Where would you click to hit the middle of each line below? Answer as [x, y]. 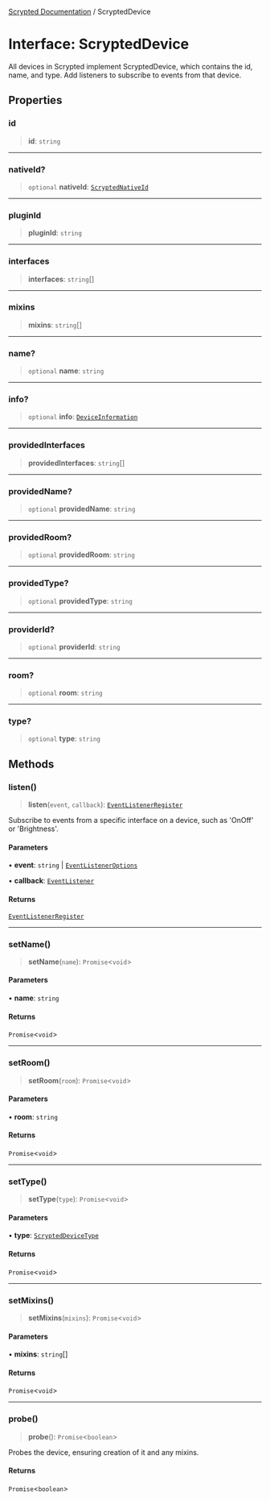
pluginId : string [55, 233]
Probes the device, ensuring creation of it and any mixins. [104, 1452]
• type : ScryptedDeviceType [53, 1236]
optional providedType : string [80, 600]
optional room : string [65, 693]
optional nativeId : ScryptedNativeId [88, 187]
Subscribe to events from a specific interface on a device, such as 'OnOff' [131, 821]
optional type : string [64, 739]
